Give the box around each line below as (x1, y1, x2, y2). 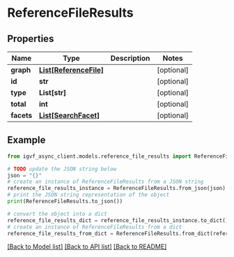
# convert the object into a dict (7, 210, 108, 217)
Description (110, 54, 150, 63)
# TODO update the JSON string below (7, 166, 117, 172)
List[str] (39, 88, 67, 97)
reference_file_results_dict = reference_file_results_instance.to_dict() (7, 216, 229, 224)
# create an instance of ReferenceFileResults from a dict (7, 223, 182, 230)
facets (10, 110, 33, 120)
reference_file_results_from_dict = (7, 230, 114, 237)
